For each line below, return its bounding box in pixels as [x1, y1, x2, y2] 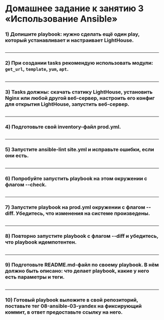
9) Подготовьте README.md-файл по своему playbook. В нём [5, 261, 159, 268]
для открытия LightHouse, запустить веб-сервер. [5, 101, 129, 108]
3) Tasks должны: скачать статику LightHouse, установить [5, 89, 153, 95]
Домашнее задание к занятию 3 [5, 3, 144, 14]
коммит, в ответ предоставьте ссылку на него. [5, 309, 123, 316]
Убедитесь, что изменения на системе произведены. [15, 210, 150, 217]
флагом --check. [5, 181, 47, 188]
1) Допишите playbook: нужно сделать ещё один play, [5, 31, 140, 38]
